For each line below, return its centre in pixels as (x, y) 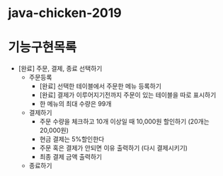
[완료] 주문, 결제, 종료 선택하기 (60, 69)
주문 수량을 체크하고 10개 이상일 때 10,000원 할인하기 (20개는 (124, 122)
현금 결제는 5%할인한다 (72, 139)
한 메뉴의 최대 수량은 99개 (75, 104)
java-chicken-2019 (65, 13)
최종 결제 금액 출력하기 (71, 157)
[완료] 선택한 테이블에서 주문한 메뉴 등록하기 (101, 86)
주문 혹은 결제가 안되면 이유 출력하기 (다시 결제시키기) (114, 148)
